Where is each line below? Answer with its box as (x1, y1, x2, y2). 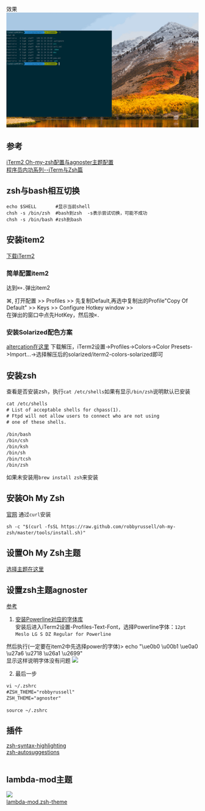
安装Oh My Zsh (6, 493, 65, 504)
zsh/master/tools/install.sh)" (6, 529, 86, 536)
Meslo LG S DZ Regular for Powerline (15, 631, 112, 637)
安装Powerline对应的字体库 (15, 615, 84, 623)
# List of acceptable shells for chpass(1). (6, 407, 121, 413)
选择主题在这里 (6, 565, 44, 573)
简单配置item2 (6, 269, 49, 277)
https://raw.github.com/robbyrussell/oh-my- (60, 523, 176, 530)
